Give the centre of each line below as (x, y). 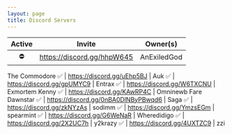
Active (22, 44)
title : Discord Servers (42, 20)
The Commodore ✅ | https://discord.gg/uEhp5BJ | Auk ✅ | (91, 76)
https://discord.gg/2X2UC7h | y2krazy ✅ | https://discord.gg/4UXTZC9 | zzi (116, 123)
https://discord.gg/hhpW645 (86, 57)
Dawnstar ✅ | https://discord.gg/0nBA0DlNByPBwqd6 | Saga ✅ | (100, 99)
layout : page (26, 14)
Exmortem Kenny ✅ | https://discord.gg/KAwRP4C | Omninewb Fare (105, 91)
